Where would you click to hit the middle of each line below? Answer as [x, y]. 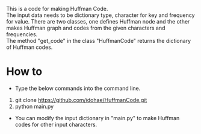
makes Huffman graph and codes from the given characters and [86, 28]
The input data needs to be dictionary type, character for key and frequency [100, 15]
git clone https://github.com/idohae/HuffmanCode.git [81, 100]
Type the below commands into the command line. [78, 88]
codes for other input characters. [56, 124]
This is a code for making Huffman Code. [57, 9]
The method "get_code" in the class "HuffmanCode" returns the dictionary [99, 41]
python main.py [34, 106]
